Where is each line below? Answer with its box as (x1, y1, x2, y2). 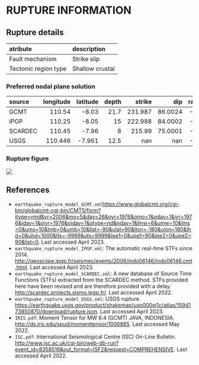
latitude (76, 97, 99, 106)
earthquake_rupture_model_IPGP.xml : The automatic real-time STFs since (14, 245, 192, 252)
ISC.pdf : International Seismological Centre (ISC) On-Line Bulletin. (14, 333, 176, 341)
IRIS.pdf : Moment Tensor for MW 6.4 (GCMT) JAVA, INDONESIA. (14, 314, 175, 322)
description (72, 45, 105, 53)
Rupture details (6, 27, 64, 37)
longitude (43, 97, 71, 106)
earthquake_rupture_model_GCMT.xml (14, 202, 103, 208)
